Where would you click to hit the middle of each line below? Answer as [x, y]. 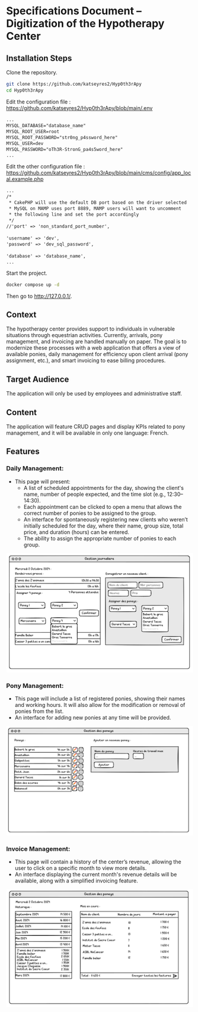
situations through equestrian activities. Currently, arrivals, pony [84, 335]
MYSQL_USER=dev [25, 143]
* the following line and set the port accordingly [74, 214]
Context [21, 315]
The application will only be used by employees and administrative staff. [94, 394]
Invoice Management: [38, 848]
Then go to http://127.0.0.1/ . [39, 296]
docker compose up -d [33, 285]
